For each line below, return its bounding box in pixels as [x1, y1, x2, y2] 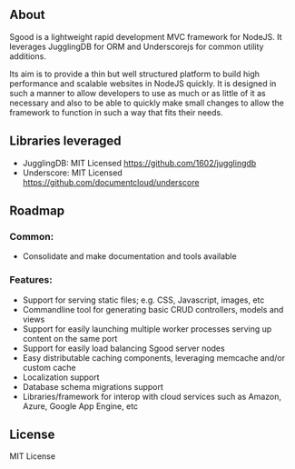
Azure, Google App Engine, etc [22, 400, 139, 412]
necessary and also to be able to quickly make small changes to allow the [9, 97, 284, 108]
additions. [9, 50, 47, 62]
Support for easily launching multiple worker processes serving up [22, 323, 272, 334]
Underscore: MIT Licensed [22, 167, 123, 178]
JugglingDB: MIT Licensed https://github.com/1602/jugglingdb [22, 157, 257, 168]
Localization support [22, 372, 100, 383]
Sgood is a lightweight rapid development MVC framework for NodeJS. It [9, 31, 283, 42]
